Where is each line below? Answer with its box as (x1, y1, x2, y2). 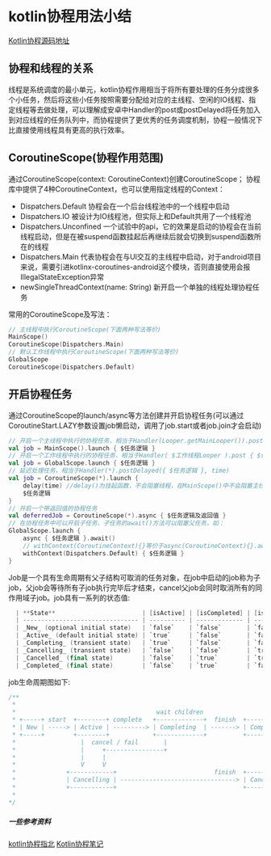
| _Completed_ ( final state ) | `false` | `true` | (15, 661, 251, 669)
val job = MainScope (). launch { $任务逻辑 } (8, 444, 156, 453)
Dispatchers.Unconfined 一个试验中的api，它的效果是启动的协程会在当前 (19, 221, 262, 231)
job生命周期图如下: (8, 677, 71, 687)
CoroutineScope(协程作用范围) (8, 151, 164, 165)
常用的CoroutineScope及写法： (8, 309, 112, 319)
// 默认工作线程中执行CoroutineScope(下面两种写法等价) (8, 348, 180, 356)
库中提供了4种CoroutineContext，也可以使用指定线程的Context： (8, 183, 226, 194)
